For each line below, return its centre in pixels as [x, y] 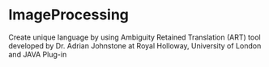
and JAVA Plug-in [38, 54]
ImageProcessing [69, 15]
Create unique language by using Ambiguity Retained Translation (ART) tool [134, 37]
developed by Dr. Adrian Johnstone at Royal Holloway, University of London [135, 45]
